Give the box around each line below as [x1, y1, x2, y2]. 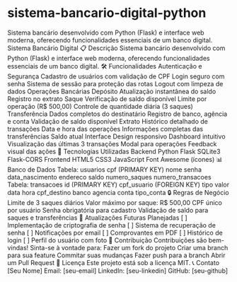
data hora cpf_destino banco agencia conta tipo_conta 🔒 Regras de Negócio [7, 188, 229, 196]
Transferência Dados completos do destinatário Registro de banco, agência [7, 110, 228, 118]
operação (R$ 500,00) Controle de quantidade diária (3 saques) [7, 102, 193, 110]
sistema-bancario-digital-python [7, 5, 207, 21]
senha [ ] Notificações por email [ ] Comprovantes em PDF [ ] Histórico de [7, 228, 223, 237]
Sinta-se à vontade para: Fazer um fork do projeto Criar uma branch [30, 243, 229, 252]
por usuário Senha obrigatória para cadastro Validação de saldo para [7, 206, 209, 214]
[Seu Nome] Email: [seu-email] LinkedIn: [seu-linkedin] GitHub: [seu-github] [7, 266, 229, 275]
